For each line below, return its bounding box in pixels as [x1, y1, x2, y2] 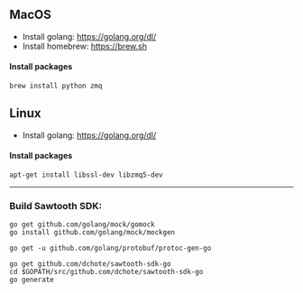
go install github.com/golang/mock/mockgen [9, 228, 176, 237]
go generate [9, 275, 54, 285]
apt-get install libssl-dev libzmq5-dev [9, 170, 164, 179]
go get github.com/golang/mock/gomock [9, 220, 155, 229]
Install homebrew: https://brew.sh [22, 41, 147, 51]
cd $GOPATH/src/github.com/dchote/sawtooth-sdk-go [9, 268, 204, 277]
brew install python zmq [9, 81, 103, 91]
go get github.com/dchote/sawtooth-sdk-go [9, 260, 171, 269]
